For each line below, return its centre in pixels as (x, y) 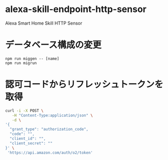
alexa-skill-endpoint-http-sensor (76, 9)
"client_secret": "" (31, 143)
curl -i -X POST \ (24, 111)
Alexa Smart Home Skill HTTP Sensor (44, 23)
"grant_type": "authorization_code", (49, 129)
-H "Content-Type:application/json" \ (52, 115)
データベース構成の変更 (53, 45)
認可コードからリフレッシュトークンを (85, 85)
